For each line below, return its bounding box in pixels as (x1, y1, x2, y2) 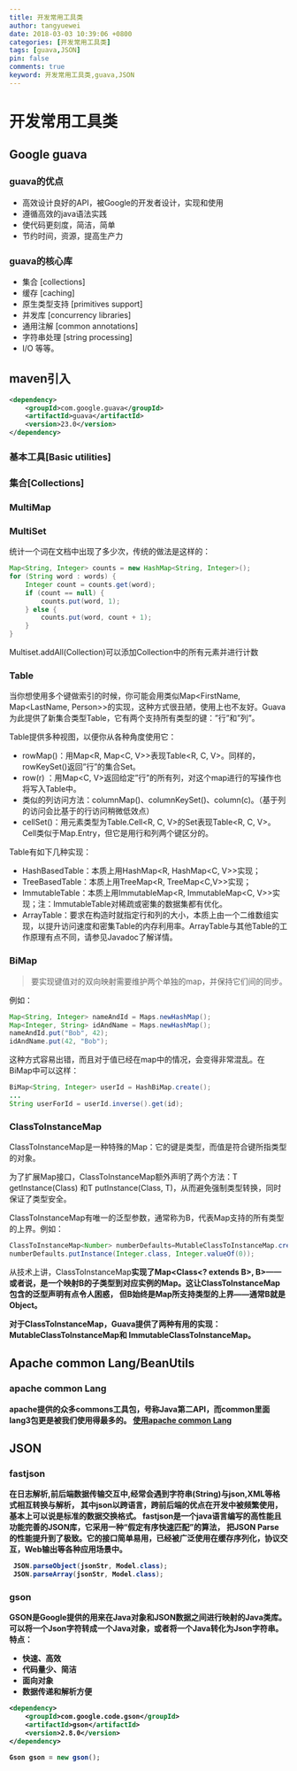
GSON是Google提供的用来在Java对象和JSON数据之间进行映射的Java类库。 (9, 1612, 287, 1623)
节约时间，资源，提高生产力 (21, 230, 124, 241)
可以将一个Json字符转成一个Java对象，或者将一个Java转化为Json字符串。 (9, 1623, 284, 1634)
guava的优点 (9, 175, 64, 188)
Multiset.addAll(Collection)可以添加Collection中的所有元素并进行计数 (9, 647, 259, 658)
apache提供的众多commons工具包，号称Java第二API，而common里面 (9, 1404, 270, 1414)
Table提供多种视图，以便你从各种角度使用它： (9, 731, 177, 742)
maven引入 (9, 371, 71, 386)
